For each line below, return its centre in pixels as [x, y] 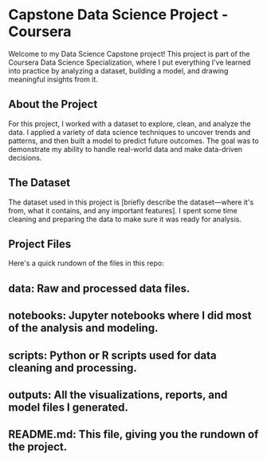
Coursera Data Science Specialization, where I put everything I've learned [130, 62]
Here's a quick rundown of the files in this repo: [86, 263]
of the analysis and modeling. [83, 328]
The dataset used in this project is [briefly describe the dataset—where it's [131, 202]
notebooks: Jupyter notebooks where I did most [130, 316]
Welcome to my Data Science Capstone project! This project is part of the [129, 54]
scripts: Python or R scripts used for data [112, 355]
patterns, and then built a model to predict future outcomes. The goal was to [133, 141]
